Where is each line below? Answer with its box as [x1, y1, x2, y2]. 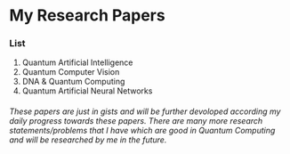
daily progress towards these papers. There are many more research [9, 116, 263, 126]
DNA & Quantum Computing [21, 77, 125, 87]
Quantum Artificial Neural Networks [21, 85, 153, 96]
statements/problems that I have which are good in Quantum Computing [9, 126, 276, 136]
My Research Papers [9, 5, 166, 26]
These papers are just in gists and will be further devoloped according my [9, 106, 281, 117]
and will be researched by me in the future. [9, 134, 167, 145]
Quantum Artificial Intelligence [21, 57, 133, 68]
